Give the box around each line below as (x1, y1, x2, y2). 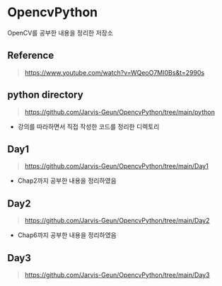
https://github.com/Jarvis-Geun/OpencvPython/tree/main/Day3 (24, 270, 210, 279)
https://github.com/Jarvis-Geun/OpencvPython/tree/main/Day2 (24, 217, 210, 225)
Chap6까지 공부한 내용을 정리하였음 (17, 231, 117, 239)
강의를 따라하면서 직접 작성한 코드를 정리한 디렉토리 (17, 122, 160, 131)
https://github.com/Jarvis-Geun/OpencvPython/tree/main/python (24, 108, 216, 116)
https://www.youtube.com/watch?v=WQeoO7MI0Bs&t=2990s (24, 68, 205, 76)
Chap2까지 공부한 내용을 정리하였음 (17, 176, 117, 185)
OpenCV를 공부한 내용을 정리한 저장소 (7, 28, 113, 37)
